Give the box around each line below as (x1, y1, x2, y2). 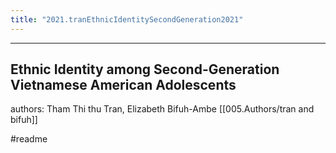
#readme (10, 133, 48, 145)
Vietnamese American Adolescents (10, 77, 237, 94)
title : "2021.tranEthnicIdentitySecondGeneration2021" (10, 14, 244, 25)
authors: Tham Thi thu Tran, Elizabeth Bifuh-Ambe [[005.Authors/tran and (10, 103, 315, 115)
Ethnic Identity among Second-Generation (10, 61, 280, 78)
